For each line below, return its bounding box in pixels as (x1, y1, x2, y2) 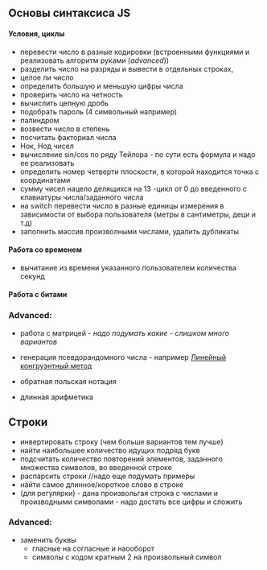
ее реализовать (19, 158, 75, 167)
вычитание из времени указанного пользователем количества (19, 262, 237, 272)
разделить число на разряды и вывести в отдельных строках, (19, 64, 234, 73)
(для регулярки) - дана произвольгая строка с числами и (19, 488, 219, 498)
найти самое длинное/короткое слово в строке (19, 479, 184, 489)
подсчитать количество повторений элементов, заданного (19, 454, 224, 464)
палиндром (19, 115, 60, 125)
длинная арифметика (19, 392, 94, 402)
